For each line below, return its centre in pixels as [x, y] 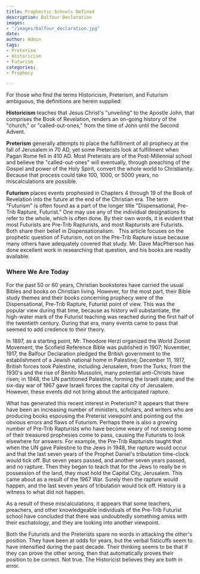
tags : [13, 45]
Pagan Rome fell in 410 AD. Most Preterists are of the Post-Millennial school [99, 156]
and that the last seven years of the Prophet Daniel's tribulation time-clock [98, 453]
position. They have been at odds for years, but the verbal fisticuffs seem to [99, 540]
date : [13, 34]
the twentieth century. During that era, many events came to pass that [92, 323]
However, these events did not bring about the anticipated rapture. [88, 391]
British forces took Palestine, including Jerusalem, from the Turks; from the [99, 366]
